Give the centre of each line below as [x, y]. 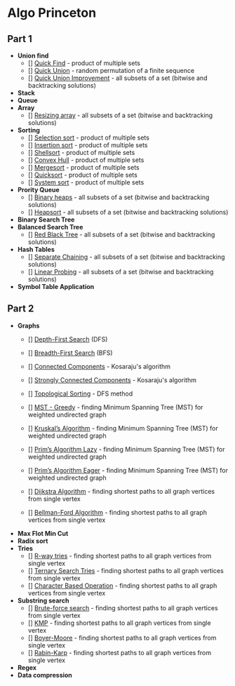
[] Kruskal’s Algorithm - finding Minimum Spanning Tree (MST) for [123, 428]
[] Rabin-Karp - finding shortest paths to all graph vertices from [120, 652]
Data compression [45, 675]
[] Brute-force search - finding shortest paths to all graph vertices [123, 607]
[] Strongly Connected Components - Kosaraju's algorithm [112, 379]
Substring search [43, 600]
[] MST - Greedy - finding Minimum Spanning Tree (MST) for [115, 407]
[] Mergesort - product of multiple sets [83, 167]
